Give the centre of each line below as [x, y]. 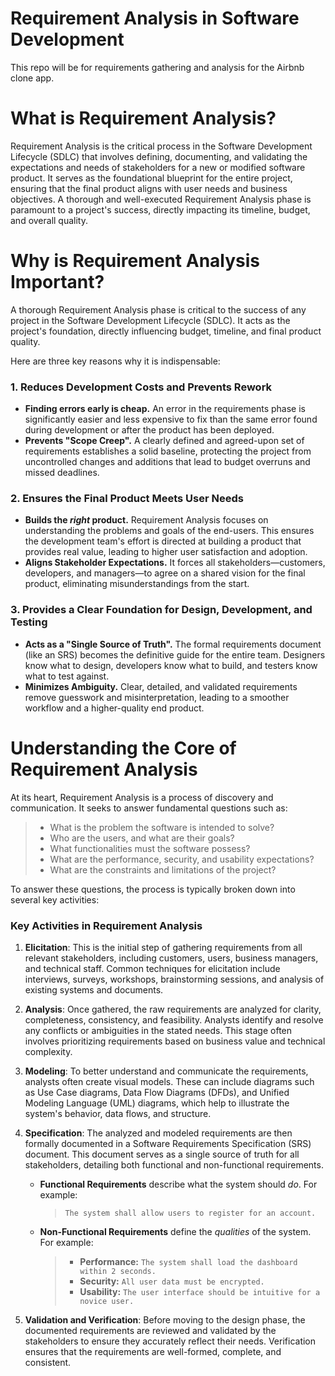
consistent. [48, 1362]
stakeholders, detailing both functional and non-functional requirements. [174, 1164]
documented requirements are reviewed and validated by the [150, 1330]
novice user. [107, 1301]
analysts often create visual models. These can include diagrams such [169, 1081]
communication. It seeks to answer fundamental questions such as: [149, 808]
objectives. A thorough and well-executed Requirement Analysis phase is [161, 199]
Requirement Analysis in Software [155, 18]
